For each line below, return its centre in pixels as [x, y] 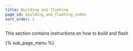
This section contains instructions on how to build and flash [67, 33]
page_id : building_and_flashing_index [46, 14]
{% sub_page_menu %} [30, 43]
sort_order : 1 [20, 19]
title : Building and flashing [37, 10]
